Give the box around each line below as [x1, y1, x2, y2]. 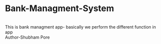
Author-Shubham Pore [5, 34, 50, 40]
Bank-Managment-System [5, 3, 114, 14]
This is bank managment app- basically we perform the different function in [5, 24, 156, 29]
